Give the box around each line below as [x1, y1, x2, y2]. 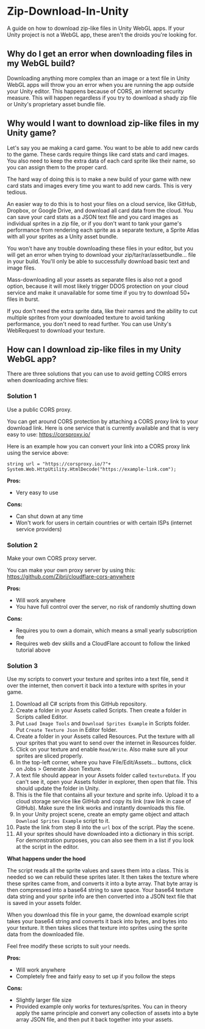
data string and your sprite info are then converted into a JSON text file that [7, 893, 197, 900]
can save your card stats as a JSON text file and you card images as [7, 213, 179, 221]
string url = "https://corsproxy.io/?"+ [7, 460, 112, 467]
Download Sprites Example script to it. [15, 817, 110, 825]
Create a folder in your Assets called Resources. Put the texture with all [15, 732, 195, 740]
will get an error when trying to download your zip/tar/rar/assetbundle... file [7, 251, 196, 258]
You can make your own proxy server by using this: [7, 566, 136, 574]
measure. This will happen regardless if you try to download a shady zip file [7, 94, 197, 101]
